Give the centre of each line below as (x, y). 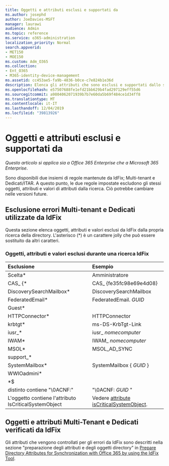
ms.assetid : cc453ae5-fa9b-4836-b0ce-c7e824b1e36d (59, 80)
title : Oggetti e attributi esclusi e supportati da (62, 10)
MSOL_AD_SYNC (112, 348)
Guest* (16, 308)
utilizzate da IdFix (33, 218)
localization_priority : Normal (38, 43)
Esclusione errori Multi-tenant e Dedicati (70, 210)
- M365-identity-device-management (43, 76)
